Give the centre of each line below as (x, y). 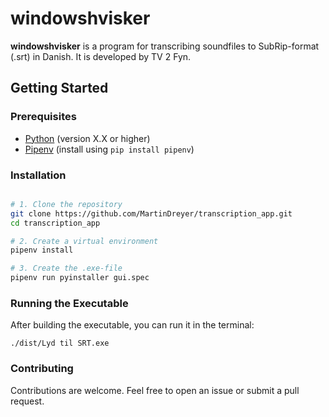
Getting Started (59, 88)
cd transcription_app (55, 223)
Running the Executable (69, 303)
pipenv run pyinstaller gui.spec (80, 278)
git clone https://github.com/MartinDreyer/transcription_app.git (151, 213)
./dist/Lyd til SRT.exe (60, 343)
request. (27, 401)
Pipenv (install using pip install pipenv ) (109, 149)
